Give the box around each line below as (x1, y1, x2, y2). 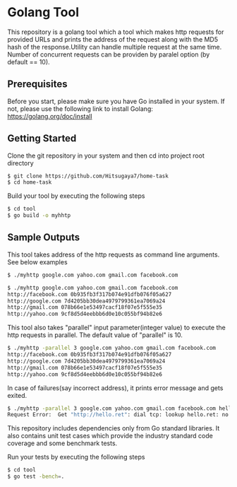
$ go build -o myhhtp (7, 212, 71, 219)
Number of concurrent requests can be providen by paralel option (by (7, 50, 210, 59)
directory (7, 158, 34, 167)
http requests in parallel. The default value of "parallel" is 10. (7, 331, 183, 339)
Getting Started (7, 132, 77, 145)
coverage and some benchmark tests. (7, 439, 118, 447)
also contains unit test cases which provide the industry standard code (7, 432, 213, 440)
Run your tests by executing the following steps (7, 453, 145, 462)
